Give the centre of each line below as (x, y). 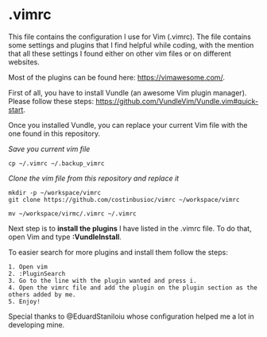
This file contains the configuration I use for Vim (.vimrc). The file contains (130, 37)
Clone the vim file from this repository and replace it (94, 178)
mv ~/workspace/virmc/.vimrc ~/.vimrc (72, 213)
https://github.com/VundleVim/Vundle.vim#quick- (177, 101)
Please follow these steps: (51, 101)
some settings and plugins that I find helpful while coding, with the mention (131, 45)
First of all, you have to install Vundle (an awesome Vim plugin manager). (128, 92)
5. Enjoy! (25, 301)
